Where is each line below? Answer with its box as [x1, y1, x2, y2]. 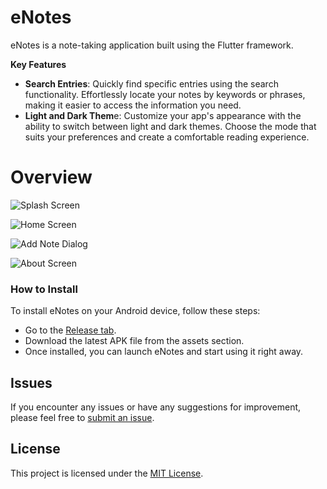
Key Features [10, 58, 67, 70]
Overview [10, 166, 93, 189]
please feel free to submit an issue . [10, 411, 155, 423]
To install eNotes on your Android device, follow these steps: [10, 305, 261, 317]
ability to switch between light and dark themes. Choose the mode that [24, 120, 317, 132]
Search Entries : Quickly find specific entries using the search [24, 77, 279, 90]
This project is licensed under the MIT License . [10, 467, 204, 479]
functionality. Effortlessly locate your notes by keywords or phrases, [24, 88, 306, 100]
